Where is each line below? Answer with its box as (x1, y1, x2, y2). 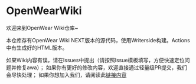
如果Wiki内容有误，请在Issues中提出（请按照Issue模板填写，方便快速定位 (6, 56, 185, 63)
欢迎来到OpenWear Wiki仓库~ (6, 24, 79, 31)
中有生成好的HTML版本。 (6, 44, 68, 51)
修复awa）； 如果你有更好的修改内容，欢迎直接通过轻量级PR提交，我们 (16, 63, 188, 71)
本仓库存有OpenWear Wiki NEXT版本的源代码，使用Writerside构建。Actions (6, 36, 190, 43)
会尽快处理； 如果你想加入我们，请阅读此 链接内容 (6, 71, 127, 78)
